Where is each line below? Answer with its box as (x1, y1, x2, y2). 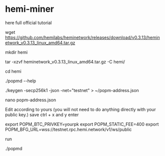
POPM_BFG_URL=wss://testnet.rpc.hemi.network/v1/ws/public (5, 126, 132, 132)
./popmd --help (5, 78, 36, 84)
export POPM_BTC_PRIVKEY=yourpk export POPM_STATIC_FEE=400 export (5, 121, 159, 127)
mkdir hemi (5, 49, 28, 55)
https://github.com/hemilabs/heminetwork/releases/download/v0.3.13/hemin (5, 34, 160, 40)
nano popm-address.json (5, 97, 56, 103)
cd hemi (5, 68, 22, 74)
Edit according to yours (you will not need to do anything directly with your (5, 106, 156, 112)
